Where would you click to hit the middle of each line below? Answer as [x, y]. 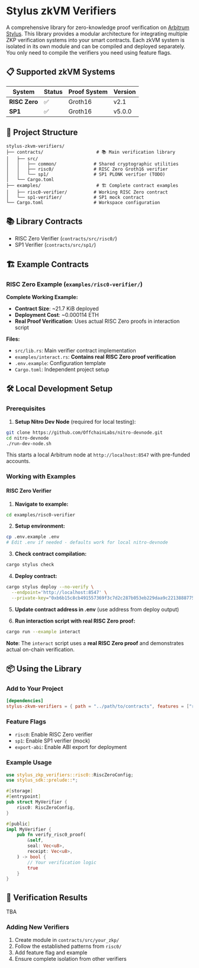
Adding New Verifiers [38, 927]
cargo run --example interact [44, 631]
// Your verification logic [62, 862]
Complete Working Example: [42, 297]
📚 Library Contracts [44, 221]
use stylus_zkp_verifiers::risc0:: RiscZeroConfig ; [70, 775]
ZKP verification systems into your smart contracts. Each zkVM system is [95, 40]
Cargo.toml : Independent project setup [62, 370]
